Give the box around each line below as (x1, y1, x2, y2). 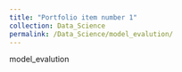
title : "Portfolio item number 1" (9, 12, 138, 22)
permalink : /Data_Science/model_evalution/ (9, 29, 174, 38)
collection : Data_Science (9, 21, 105, 30)
